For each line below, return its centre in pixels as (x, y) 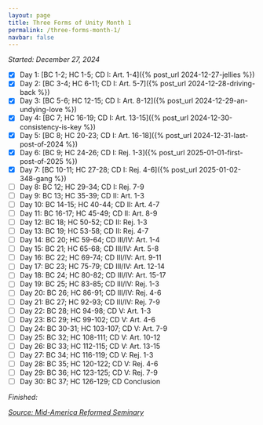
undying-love (41, 110)
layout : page (29, 15)
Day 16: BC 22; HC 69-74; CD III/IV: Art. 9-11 (90, 258)
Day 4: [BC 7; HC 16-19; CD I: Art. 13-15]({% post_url (104, 118)
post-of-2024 (42, 144)
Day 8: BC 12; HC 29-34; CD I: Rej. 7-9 (82, 187)
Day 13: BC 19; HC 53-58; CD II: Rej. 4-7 (84, 231)
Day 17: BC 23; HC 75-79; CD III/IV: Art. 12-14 (92, 267)
